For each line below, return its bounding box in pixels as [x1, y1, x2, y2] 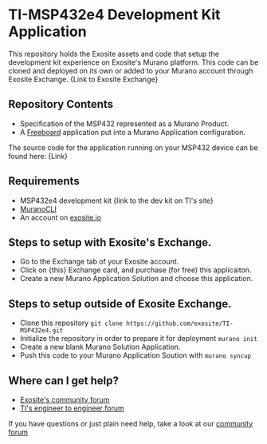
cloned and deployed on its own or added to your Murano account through [8, 65, 253, 75]
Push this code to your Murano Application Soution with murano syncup [19, 351, 252, 360]
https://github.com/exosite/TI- [126, 319, 234, 328]
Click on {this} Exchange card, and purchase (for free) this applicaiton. [19, 265, 252, 275]
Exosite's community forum [19, 395, 110, 404]
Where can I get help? [8, 374, 120, 387]
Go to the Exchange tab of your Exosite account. [19, 257, 179, 267]
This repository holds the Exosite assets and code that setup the [8, 49, 219, 58]
